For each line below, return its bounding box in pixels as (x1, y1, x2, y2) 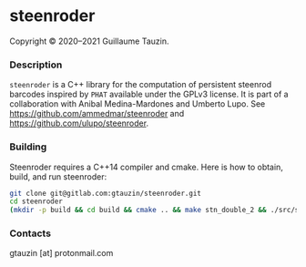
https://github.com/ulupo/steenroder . (9, 118, 148, 128)
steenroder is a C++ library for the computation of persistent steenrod (9, 79, 271, 90)
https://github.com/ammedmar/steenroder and (9, 108, 185, 119)
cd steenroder (9, 197, 64, 206)
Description (9, 58, 63, 71)
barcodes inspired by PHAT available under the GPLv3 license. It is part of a (9, 88, 289, 100)
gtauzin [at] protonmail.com (9, 248, 114, 259)
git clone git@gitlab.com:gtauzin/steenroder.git (9, 189, 202, 198)
